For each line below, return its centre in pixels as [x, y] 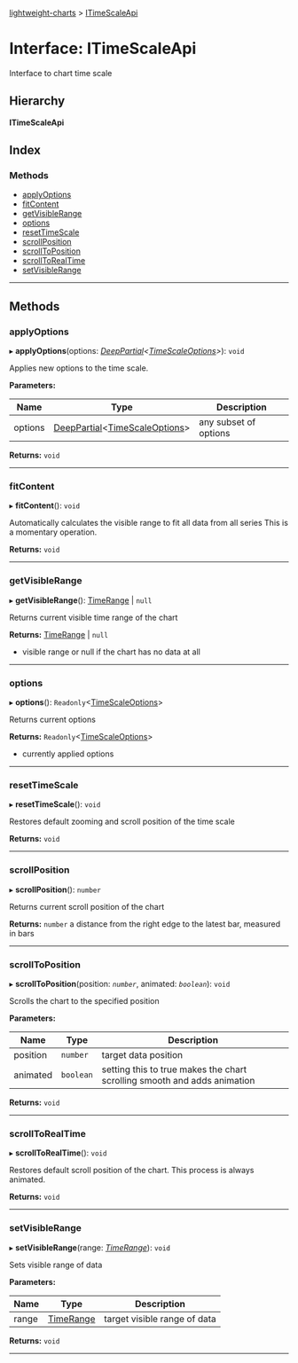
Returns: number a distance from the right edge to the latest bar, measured [145, 924]
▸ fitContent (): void [45, 505]
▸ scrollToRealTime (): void [58, 1153]
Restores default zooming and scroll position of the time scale [122, 822]
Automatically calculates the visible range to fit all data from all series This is [149, 523]
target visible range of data [160, 1319]
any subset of [227, 422]
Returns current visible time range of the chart [94, 617]
